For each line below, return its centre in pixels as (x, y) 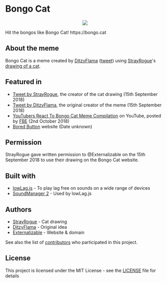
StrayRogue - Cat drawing (40, 222)
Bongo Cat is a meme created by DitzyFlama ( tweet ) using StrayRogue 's (80, 60)
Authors (18, 209)
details (12, 276)
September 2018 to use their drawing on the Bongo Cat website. (72, 160)
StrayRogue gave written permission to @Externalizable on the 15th (75, 155)
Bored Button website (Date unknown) (52, 126)
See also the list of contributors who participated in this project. (72, 242)
